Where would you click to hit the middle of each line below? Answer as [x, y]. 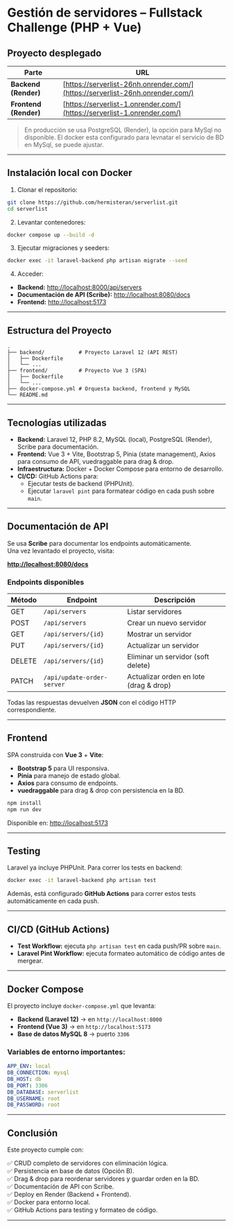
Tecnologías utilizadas [57, 423]
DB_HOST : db [24, 1079]
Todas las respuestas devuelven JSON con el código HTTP [92, 702]
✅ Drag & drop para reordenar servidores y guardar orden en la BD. [103, 1179]
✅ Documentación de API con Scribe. [61, 1186]
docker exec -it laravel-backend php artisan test [82, 881]
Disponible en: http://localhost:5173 [58, 822]
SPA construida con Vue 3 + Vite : [55, 754]
